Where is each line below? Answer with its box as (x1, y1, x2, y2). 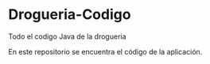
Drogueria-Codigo (8, 6, 131, 24)
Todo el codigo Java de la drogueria (8, 32, 126, 41)
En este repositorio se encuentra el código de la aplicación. (8, 47, 203, 56)
